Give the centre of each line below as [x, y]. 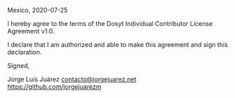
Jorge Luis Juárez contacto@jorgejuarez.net [72, 79]
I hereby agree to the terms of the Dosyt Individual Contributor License [110, 23]
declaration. [25, 52]
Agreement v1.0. [31, 31]
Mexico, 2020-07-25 [38, 10]
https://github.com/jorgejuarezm [55, 86]
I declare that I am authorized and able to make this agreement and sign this [117, 44]
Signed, [18, 65]
